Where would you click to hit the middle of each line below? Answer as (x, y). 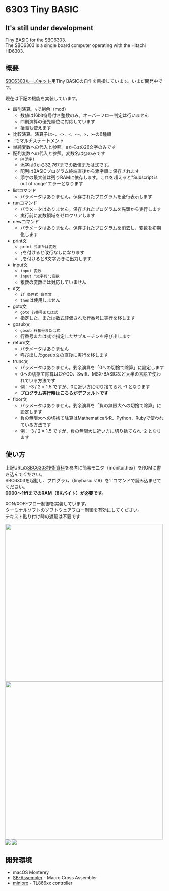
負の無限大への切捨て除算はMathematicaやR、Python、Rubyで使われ (92, 418)
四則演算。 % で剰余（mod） (41, 109)
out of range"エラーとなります (51, 183)
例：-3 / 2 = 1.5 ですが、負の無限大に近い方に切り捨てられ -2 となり (91, 431)
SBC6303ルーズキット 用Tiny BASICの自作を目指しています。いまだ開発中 (82, 81)
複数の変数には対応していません (53, 282)
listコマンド (24, 190)
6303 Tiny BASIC (42, 9)
